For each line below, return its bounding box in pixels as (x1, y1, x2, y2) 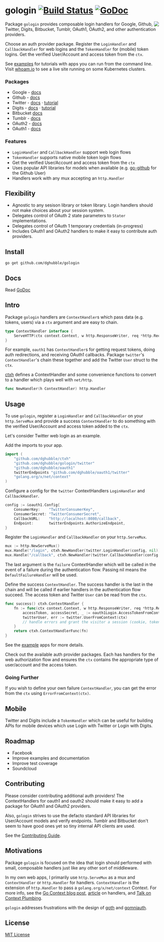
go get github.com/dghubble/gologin (5, 261, 80, 266)
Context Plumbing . (5, 895, 42, 901)
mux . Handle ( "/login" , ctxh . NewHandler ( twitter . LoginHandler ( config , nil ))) (5, 548, 163, 553)
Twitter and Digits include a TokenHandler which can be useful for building (5, 717, 153, 724)
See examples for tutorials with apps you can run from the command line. (5, 61, 153, 67)
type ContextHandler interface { (5, 328, 73, 334)
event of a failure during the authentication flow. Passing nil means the (5, 567, 147, 573)
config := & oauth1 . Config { (5, 503, 60, 507)
